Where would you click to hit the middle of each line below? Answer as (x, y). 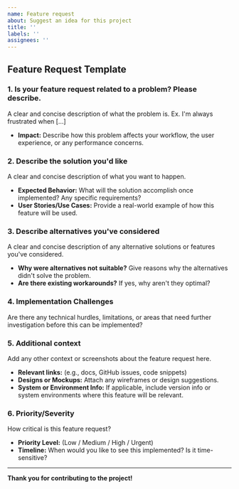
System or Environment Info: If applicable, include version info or (114, 387)
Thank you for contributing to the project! (70, 478)
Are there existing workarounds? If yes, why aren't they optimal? (114, 283)
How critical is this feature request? (59, 429)
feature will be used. (48, 213)
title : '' (22, 27)
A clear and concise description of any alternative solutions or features (111, 247)
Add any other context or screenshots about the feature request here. (110, 359)
